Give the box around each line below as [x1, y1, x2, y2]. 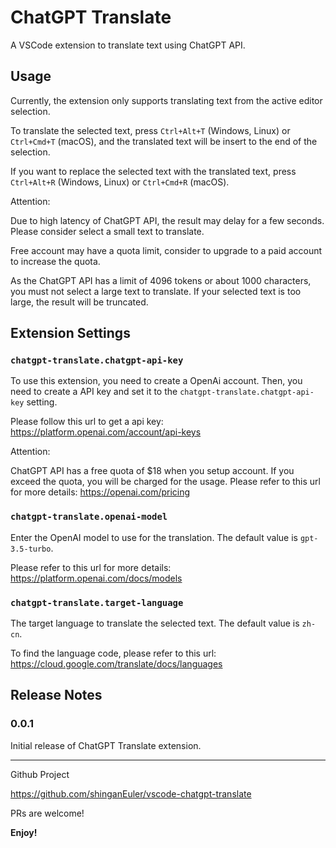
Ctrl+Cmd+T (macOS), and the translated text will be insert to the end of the [10, 135, 318, 147]
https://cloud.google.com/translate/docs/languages [10, 658, 223, 670]
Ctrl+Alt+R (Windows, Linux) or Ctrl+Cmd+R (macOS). [10, 176, 230, 188]
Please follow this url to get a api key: [10, 416, 164, 428]
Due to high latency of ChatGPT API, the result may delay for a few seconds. [10, 214, 325, 226]
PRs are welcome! [10, 807, 85, 819]
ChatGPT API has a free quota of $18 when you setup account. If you [10, 465, 295, 477]
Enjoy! [10, 826, 38, 838]
